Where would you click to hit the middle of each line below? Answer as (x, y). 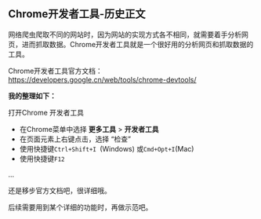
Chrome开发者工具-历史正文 (77, 14)
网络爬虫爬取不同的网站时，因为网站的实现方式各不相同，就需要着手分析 (125, 35)
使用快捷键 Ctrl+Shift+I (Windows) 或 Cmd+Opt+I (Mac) (107, 148)
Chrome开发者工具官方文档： (56, 71)
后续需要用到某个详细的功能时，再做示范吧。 (80, 207)
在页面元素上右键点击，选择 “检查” (75, 139)
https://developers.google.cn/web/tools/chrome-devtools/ (103, 79)
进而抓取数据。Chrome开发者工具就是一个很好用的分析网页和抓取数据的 (138, 44)
